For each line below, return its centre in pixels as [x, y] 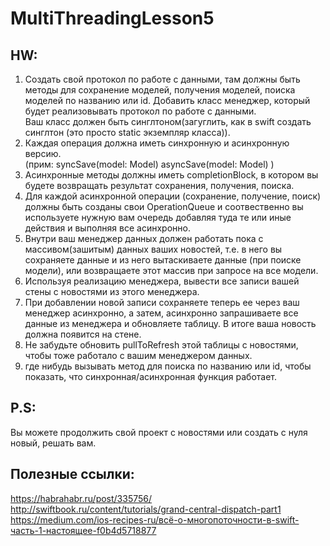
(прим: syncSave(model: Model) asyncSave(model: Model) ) [149, 164]
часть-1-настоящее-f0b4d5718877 [83, 530]
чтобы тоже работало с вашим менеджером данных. [138, 355]
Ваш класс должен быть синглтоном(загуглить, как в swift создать [168, 121]
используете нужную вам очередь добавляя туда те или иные [158, 217]
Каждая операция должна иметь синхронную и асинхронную [157, 143]
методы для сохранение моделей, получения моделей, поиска [160, 90]
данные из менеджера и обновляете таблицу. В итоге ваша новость [170, 323]
